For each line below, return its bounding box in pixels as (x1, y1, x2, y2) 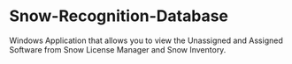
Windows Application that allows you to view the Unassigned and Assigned (9, 35, 283, 46)
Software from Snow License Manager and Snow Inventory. (9, 44, 227, 54)
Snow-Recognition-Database (9, 6, 228, 26)
